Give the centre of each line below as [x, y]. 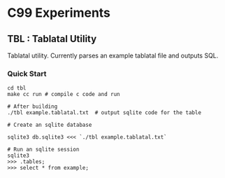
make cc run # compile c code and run [64, 95]
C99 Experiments [59, 13]
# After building [32, 107]
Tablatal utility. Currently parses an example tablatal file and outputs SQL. [113, 55]
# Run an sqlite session [43, 150]
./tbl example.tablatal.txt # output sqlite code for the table [104, 113]
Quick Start [27, 74]
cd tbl [17, 88]
